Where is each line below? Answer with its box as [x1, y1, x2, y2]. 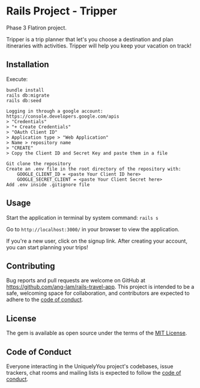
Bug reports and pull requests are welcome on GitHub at [6, 277, 146, 284]
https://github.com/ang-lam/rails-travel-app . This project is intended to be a [6, 283, 195, 291]
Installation [6, 59, 49, 70]
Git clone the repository [6, 160, 71, 166]
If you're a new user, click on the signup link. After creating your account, [6, 237, 188, 244]
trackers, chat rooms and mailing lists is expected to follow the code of [6, 369, 181, 376]
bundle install [6, 87, 44, 93]
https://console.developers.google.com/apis [6, 113, 120, 120]
